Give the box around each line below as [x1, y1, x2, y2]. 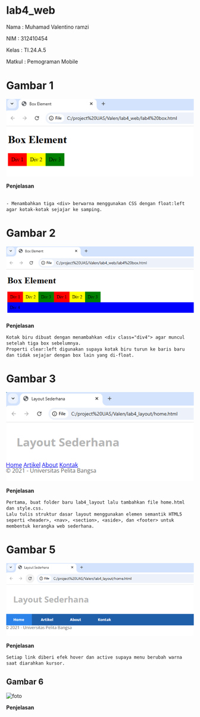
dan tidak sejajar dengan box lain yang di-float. [6, 352, 135, 358]
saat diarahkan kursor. [6, 660, 65, 666]
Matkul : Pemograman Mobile [6, 58, 79, 65]
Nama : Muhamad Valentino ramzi [6, 23, 89, 30]
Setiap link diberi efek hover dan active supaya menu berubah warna [6, 654, 183, 660]
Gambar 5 [6, 543, 56, 557]
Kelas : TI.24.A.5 [6, 46, 46, 54]
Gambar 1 [6, 79, 54, 92]
